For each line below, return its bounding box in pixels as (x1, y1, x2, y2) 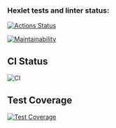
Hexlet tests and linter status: (7, 6, 110, 15)
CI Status (7, 55, 48, 67)
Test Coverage (7, 94, 73, 106)
